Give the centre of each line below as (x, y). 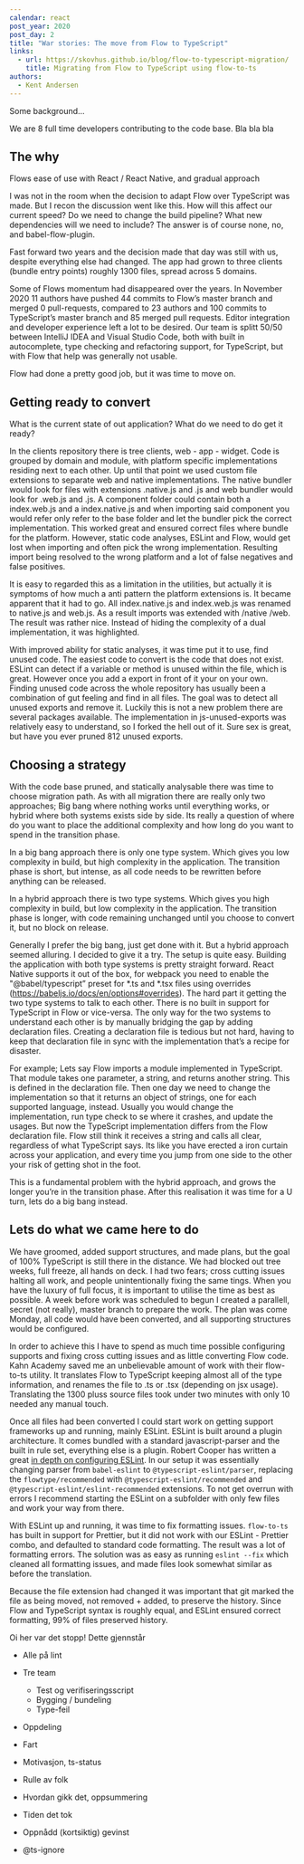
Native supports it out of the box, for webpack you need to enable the (139, 974)
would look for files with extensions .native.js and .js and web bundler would (152, 490)
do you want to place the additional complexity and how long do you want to (152, 826)
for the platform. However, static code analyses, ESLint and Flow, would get (150, 538)
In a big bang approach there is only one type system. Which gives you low (149, 853)
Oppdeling (42, 1726)
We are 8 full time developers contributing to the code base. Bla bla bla (142, 129)
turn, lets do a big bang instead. (69, 1201)
